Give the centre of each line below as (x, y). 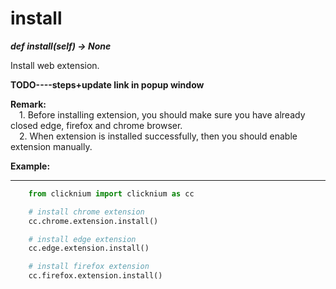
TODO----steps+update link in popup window (107, 84)
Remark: (28, 104)
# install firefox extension (89, 267)
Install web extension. (55, 65)
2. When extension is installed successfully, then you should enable (158, 136)
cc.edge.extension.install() (89, 248)
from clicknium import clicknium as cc (111, 193)
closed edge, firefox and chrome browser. (96, 125)
